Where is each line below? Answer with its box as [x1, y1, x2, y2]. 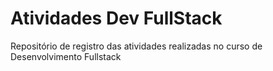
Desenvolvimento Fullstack [10, 50, 122, 62]
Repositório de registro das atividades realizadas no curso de [10, 40, 263, 52]
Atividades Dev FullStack [10, 7, 223, 30]
